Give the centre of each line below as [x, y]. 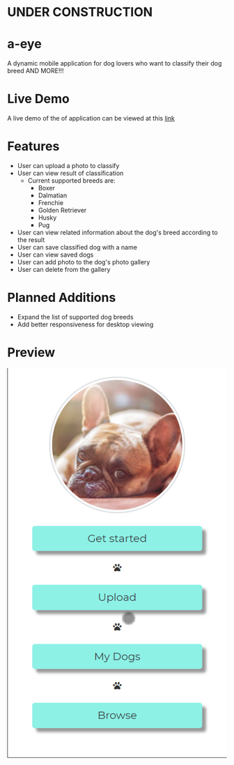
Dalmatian [53, 195]
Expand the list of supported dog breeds [75, 317]
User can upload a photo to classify [68, 166]
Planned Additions [62, 298]
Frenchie [51, 203]
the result [31, 240]
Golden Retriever [62, 210]
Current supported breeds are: [72, 181]
